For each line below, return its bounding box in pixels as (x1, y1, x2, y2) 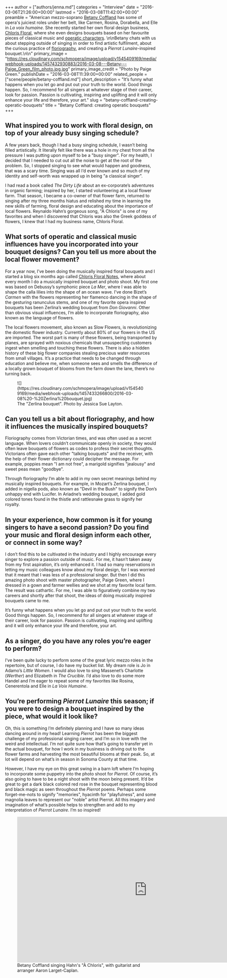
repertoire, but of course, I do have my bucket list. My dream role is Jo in (5, 663, 151, 668)
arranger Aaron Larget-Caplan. (17, 967, 79, 973)
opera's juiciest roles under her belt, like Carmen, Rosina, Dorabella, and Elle (5, 19, 158, 25)
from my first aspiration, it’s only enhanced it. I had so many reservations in (5, 561, 155, 568)
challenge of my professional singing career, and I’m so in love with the (5, 735, 147, 741)
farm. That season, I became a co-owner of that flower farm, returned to (5, 192, 150, 198)
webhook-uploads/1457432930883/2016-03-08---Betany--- (5, 61, 127, 67)
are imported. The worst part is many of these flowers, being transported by (5, 334, 157, 340)
